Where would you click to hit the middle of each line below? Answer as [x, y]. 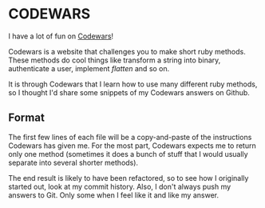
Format [27, 118]
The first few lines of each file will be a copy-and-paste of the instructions [130, 137]
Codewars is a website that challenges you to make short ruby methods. [127, 51]
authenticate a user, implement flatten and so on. [89, 68]
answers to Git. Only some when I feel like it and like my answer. [114, 195]
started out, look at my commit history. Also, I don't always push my [120, 186]
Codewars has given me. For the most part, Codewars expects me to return [132, 146]
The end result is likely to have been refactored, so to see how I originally [129, 178]
